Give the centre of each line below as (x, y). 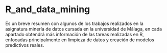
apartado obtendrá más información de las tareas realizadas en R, (75, 34)
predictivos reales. (25, 45)
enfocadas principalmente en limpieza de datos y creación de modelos (80, 40)
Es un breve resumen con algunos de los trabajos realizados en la (75, 23)
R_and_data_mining (48, 9)
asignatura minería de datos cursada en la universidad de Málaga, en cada (84, 29)
